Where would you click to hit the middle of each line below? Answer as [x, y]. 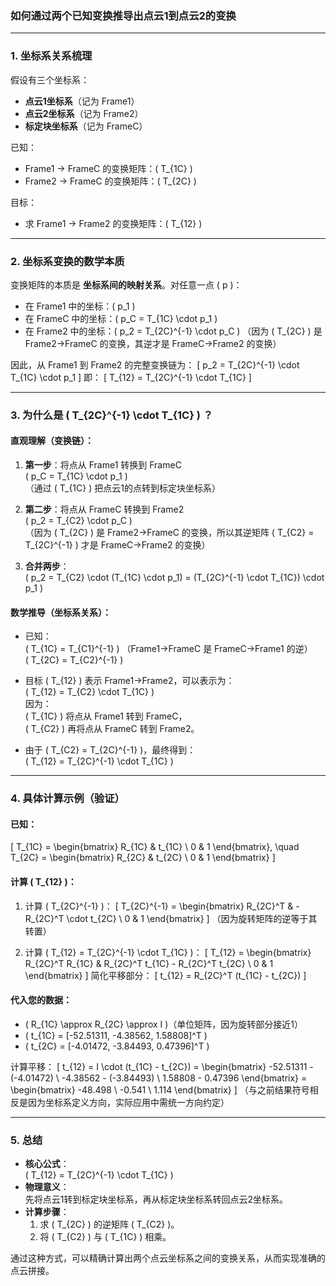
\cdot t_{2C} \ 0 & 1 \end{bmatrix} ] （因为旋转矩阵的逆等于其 [192, 918]
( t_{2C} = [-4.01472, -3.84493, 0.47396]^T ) [117, 1046]
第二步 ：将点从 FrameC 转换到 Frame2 [104, 509]
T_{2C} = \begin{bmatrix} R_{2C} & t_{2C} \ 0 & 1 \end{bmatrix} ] [143, 858]
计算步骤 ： [47, 1212]
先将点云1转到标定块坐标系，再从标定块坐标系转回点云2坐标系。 [156, 1199]
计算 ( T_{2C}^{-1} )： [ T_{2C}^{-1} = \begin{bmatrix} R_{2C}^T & [159, 906]
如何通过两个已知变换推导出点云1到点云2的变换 [123, 15]
